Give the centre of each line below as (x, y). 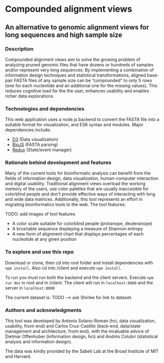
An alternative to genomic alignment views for (77, 27)
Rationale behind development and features (58, 163)
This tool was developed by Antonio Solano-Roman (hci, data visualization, (81, 321)
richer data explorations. (30, 96)
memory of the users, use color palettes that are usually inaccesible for (77, 189)
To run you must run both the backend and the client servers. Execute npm (80, 277)
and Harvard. (18, 357)
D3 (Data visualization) (35, 140)
